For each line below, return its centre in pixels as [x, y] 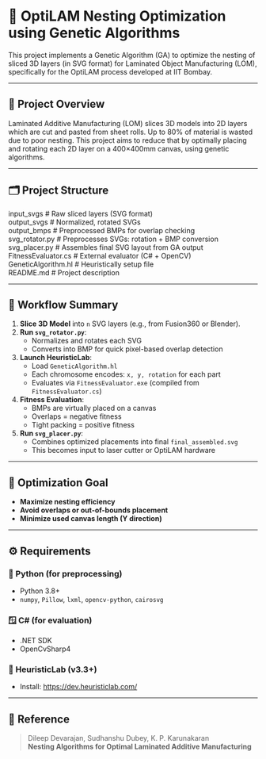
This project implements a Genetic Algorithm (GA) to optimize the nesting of [132, 55]
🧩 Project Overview [57, 104]
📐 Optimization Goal [58, 483]
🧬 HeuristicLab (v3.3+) [53, 669]
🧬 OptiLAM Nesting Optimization [117, 16]
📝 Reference [39, 719]
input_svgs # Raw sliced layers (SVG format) [80, 213]
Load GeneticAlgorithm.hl [74, 366]
